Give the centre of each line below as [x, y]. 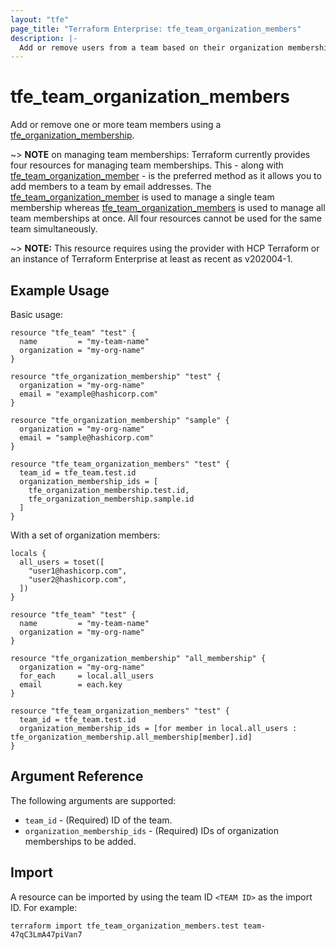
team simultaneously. [54, 229]
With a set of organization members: [85, 535]
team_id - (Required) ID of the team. [98, 820]
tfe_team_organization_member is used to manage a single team [142, 197]
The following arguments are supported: [93, 800]
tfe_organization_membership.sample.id [111, 499]
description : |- [44, 38]
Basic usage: [37, 314]
